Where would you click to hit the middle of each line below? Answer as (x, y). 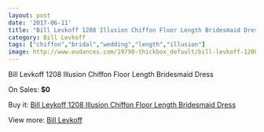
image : (19, 52)
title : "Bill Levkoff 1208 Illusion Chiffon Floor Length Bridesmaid (125, 30)
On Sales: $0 (29, 90)
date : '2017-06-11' (40, 23)
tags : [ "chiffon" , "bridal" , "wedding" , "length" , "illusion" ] (107, 45)
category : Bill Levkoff (47, 37)
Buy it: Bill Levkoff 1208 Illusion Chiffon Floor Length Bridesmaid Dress (122, 104)
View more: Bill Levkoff (45, 120)
